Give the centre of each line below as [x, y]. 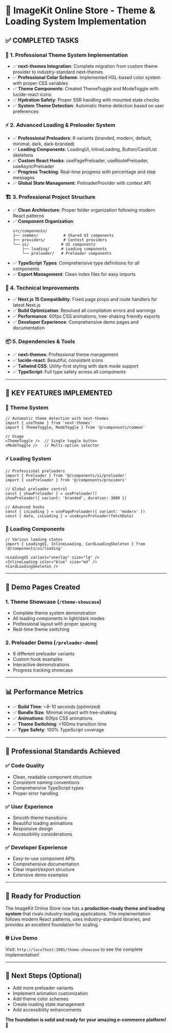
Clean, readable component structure [52, 777]
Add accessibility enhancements [47, 1010]
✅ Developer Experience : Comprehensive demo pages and [76, 322]
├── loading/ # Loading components [65, 249]
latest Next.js [27, 305]
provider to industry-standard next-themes [58, 72]
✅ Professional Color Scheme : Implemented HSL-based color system [87, 77]
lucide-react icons [32, 94]
